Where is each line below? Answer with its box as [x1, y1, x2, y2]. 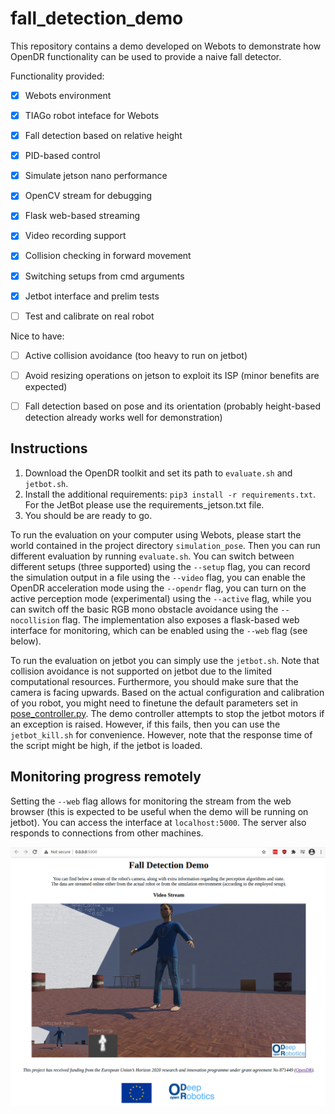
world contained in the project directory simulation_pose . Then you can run [10, 539, 321, 551]
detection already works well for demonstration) [24, 411, 223, 423]
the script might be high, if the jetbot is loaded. [10, 739, 203, 751]
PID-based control [24, 150, 101, 162]
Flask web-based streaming [24, 210, 140, 222]
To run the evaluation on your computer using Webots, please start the [10, 528, 302, 541]
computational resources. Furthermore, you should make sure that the [10, 675, 299, 687]
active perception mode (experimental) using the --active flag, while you [10, 592, 312, 604]
